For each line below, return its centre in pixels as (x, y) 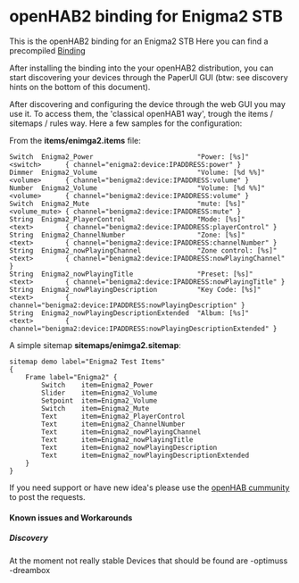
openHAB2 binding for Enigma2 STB (146, 17)
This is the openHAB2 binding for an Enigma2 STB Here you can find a (139, 41)
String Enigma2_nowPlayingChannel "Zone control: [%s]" (143, 250)
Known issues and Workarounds (71, 517)
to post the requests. (48, 496)
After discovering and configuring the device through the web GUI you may (147, 104)
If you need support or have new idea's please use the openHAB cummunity (149, 487)
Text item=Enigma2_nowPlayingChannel (121, 432)
